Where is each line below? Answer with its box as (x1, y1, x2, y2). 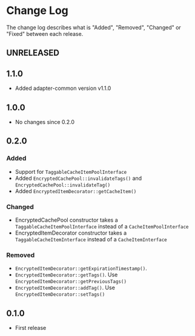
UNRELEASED (6, 48, 59, 58)
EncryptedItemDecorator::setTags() (15, 292, 105, 298)
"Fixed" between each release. (6, 30, 84, 37)
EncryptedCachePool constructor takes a (15, 216, 118, 224)
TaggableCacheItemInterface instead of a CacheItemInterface (15, 235, 168, 243)
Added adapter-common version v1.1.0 (15, 84, 111, 92)
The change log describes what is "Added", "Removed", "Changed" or (6, 24, 182, 31)
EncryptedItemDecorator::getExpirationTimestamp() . (15, 265, 147, 272)
